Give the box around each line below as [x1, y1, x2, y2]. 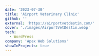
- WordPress [9, 35, 34, 39]
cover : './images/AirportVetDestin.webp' [5, 25, 91, 30]
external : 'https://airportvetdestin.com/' [5, 20, 95, 26]
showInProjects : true [5, 43, 49, 48]
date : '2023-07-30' [5, 7, 45, 12]
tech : [5, 30, 16, 35]
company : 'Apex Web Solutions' [5, 39, 69, 44]
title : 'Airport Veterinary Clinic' [5, 12, 79, 17]
